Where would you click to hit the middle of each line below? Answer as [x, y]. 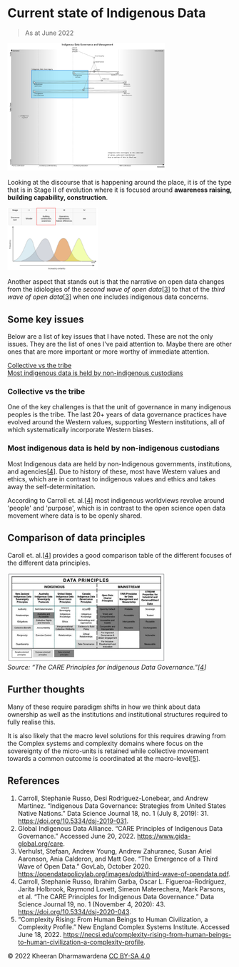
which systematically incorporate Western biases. [81, 430]
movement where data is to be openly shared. [75, 516]
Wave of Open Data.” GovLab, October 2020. [84, 866]
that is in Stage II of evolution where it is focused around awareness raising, [120, 190]
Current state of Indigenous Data [107, 13]
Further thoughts [46, 690]
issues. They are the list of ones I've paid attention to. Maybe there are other [119, 344]
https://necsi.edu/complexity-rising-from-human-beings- [147, 934]
